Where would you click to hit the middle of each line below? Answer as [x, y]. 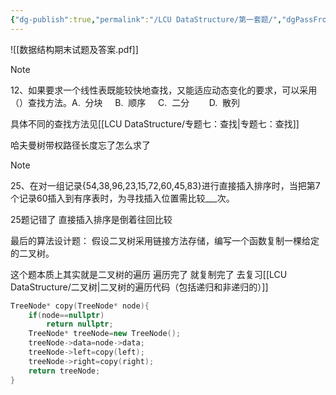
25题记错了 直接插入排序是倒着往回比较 [91, 219]
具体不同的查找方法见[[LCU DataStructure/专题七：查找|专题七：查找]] [155, 123]
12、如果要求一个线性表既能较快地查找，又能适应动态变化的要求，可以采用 [164, 90]
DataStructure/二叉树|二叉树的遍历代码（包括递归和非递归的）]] [139, 287]
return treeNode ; [64, 371]
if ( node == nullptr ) [66, 315]
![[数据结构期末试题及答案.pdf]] [74, 49]
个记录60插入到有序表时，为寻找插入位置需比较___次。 [122, 198]
